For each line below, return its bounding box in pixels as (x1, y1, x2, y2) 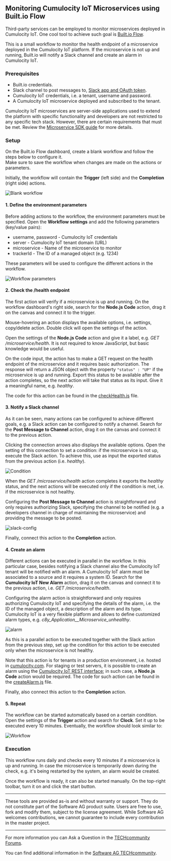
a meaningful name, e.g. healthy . (5, 382, 74, 389)
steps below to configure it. (5, 154, 63, 160)
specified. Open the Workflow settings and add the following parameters (5, 218, 159, 224)
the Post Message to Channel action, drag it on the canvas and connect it (5, 426, 161, 433)
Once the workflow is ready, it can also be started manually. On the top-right (5, 778, 166, 784)
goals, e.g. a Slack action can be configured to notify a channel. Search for (5, 421, 162, 427)
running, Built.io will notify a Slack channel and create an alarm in (5, 52, 142, 58)
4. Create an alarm (5, 547, 45, 553)
